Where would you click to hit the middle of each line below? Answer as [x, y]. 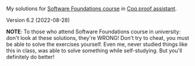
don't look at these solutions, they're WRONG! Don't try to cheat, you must [98, 38]
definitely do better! [30, 57]
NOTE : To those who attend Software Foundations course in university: [93, 32]
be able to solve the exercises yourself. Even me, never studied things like [97, 44]
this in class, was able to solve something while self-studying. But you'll [94, 51]
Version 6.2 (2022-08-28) [38, 20]
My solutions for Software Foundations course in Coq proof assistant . [92, 9]
